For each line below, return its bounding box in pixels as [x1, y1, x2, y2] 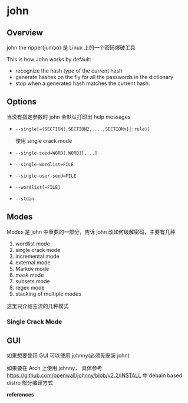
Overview [6, 28, 44, 38]
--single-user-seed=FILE [15, 173, 77, 179]
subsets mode [15, 277, 50, 284]
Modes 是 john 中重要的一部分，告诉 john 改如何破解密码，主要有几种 [6, 228, 176, 235]
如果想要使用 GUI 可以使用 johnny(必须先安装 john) [6, 352, 130, 359]
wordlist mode [15, 240, 51, 247]
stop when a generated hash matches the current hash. [15, 80, 150, 87]
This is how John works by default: [6, 56, 92, 63]
